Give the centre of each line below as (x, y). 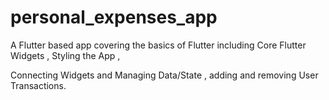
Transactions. (38, 85)
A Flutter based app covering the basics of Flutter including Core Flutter (158, 45)
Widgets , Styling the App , (65, 55)
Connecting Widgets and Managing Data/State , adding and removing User (164, 75)
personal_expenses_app (114, 17)
